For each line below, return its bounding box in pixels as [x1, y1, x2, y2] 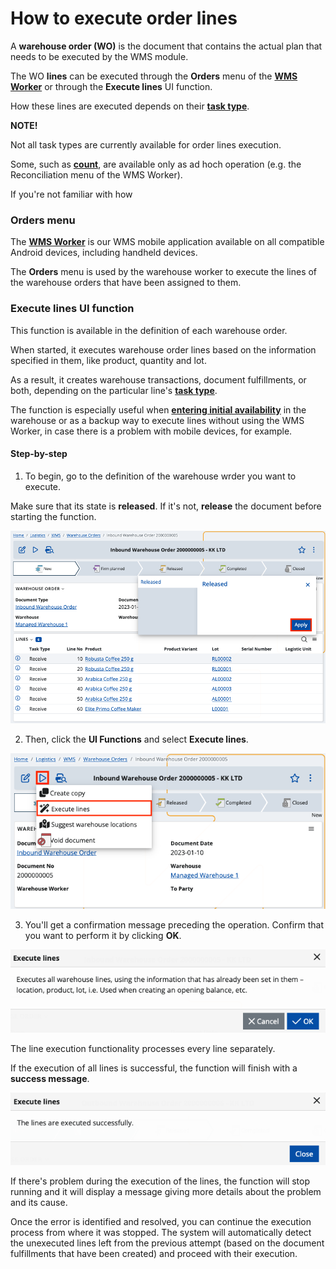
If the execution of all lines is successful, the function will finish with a [10, 1062, 298, 1074]
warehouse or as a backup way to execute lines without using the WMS [10, 414, 305, 426]
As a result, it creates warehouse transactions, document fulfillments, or [10, 373, 307, 386]
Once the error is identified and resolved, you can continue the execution [10, 1215, 312, 1227]
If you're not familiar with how [10, 188, 133, 200]
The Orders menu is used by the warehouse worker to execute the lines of [10, 266, 318, 278]
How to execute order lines [10, 7, 238, 30]
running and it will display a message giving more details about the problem [10, 1185, 322, 1197]
